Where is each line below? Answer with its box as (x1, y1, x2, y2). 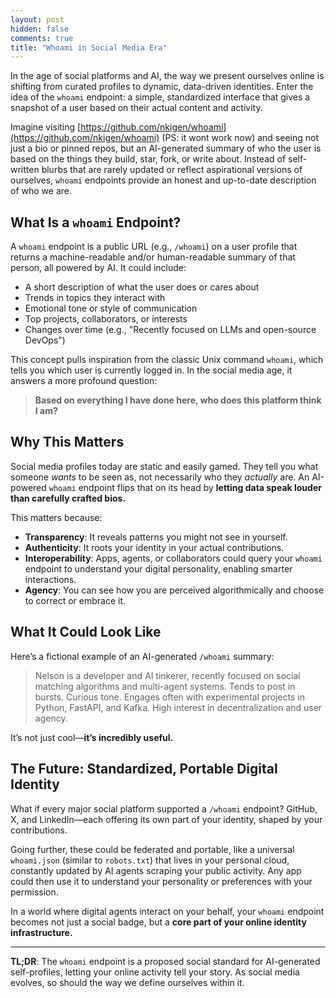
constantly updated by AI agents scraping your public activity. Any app (10, 864, 302, 876)
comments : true (10, 33, 74, 43)
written (10, 164, 40, 176)
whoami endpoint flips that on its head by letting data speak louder (48, 481, 322, 493)
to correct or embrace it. (24, 594, 127, 606)
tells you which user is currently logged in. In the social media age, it (10, 364, 293, 376)
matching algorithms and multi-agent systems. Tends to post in (34, 680, 296, 692)
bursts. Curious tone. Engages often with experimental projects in (34, 691, 305, 703)
